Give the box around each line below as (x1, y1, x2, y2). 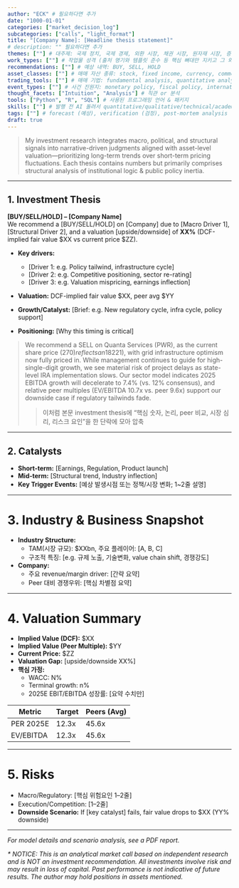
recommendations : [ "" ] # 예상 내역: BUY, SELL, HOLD (7, 63, 161, 71)
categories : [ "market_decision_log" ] (7, 24, 119, 31)
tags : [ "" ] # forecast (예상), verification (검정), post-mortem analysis (7, 110, 228, 117)
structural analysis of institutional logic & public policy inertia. (24, 166, 205, 175)
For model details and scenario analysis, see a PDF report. (7, 836, 180, 845)
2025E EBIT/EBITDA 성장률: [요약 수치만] (28, 689, 144, 698)
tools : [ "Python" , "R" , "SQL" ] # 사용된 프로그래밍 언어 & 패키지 (7, 97, 189, 104)
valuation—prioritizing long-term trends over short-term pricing (24, 151, 211, 160)
